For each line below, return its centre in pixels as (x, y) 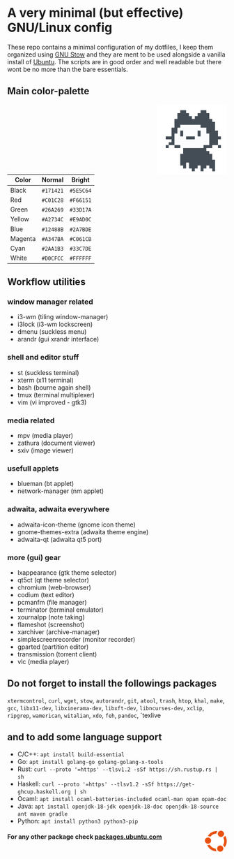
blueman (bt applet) (46, 484)
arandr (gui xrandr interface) (58, 339)
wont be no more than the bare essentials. (68, 69)
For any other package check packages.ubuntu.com (85, 837)
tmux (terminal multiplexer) (56, 395)
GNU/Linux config (60, 28)
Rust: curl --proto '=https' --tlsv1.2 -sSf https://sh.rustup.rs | (117, 769)
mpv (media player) (45, 436)
